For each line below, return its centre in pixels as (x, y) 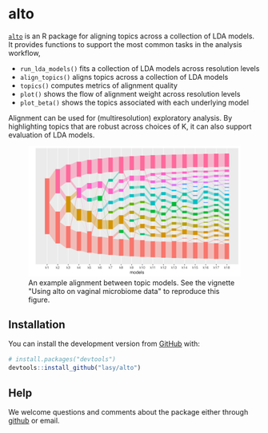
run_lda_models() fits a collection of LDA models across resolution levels (140, 68)
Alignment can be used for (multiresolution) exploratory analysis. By (120, 117)
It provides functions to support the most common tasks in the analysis (125, 44)
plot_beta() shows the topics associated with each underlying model (134, 102)
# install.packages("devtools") (62, 360)
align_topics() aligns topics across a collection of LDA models (124, 77)
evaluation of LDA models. (52, 135)
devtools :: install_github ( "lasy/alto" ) (75, 368)
